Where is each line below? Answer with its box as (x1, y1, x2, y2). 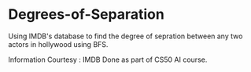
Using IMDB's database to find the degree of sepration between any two (8, 31, 243, 41)
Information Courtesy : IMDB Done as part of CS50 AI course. (8, 55, 208, 64)
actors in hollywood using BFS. (8, 39, 109, 49)
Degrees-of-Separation (8, 5, 165, 23)
